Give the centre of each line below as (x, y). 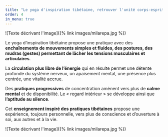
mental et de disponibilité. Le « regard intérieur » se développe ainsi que (80, 94)
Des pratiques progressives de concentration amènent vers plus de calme (82, 89)
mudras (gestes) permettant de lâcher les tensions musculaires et (75, 53)
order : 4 (14, 14)
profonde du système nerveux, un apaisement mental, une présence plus (80, 74)
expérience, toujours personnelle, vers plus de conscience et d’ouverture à (82, 114)
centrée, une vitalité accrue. (34, 79)
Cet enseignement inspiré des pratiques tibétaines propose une (72, 109)
